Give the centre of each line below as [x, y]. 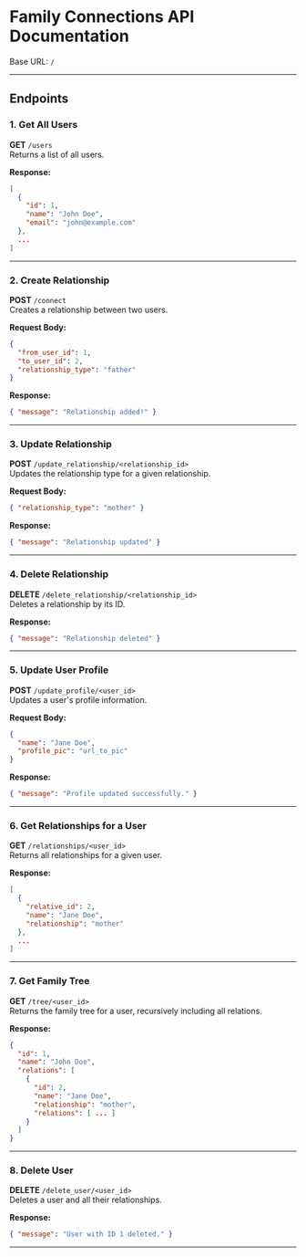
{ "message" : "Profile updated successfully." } [103, 794]
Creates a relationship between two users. [89, 309]
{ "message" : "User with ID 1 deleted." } [91, 1234]
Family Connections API [102, 17]
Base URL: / [32, 61]
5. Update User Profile [59, 670]
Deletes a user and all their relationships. [86, 1200]
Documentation [70, 36]
